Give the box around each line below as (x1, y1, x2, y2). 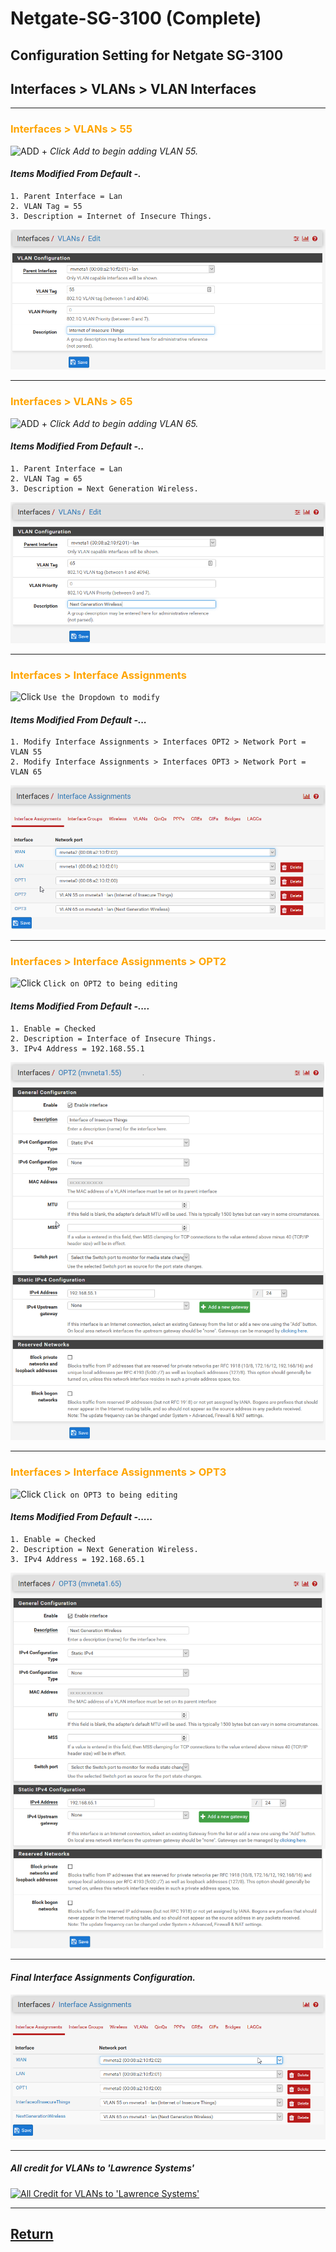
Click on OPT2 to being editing (43, 979, 178, 989)
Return (10, 2226, 54, 2243)
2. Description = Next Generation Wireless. (10, 1544, 199, 1554)
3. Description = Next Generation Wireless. (10, 483, 199, 494)
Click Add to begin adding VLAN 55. (49, 145, 198, 157)
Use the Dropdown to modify (43, 693, 160, 703)
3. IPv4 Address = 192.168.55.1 (10, 1043, 145, 1054)
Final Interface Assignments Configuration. (10, 1972, 196, 1983)
